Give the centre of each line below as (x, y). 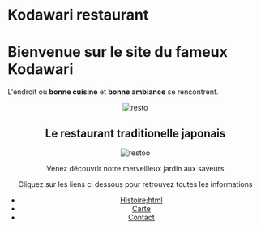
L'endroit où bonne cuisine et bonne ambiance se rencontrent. (113, 92)
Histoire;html (141, 200)
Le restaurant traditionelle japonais (135, 133)
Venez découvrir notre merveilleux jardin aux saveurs (135, 168)
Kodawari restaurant (78, 15)
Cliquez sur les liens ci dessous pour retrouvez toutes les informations (135, 184)
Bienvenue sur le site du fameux (118, 52)
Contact (141, 217)
